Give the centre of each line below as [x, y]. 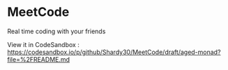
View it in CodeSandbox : [44, 44]
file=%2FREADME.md [39, 59]
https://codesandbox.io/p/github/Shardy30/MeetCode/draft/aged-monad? [114, 52]
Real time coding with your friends [56, 31]
